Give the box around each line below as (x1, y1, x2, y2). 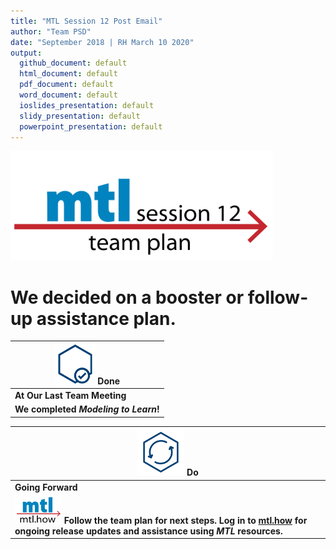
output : (10, 48, 43, 58)
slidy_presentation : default (19, 111, 141, 121)
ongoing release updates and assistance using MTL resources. (14, 525, 283, 537)
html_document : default (19, 69, 118, 79)
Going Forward (14, 481, 78, 493)
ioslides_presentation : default (19, 100, 155, 110)
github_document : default (19, 58, 128, 69)
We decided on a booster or (10, 286, 245, 309)
